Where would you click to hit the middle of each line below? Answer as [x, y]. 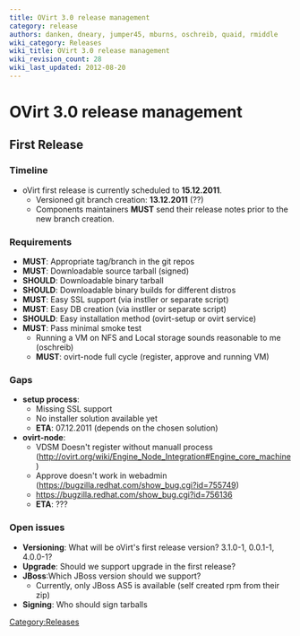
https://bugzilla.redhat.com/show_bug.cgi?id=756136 [134, 495]
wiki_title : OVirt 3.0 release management [90, 51]
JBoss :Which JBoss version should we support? [111, 576]
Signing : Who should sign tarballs [85, 604]
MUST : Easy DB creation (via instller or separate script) [124, 309]
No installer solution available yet [97, 419]
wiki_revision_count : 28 [56, 59]
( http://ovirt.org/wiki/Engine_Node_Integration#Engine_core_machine [163, 457]
